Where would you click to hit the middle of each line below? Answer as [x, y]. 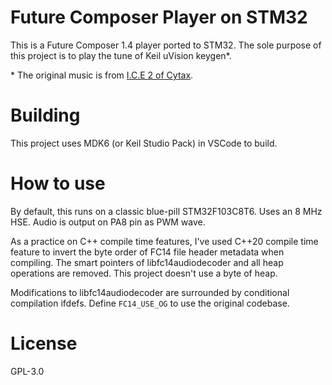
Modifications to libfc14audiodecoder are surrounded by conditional [150, 292]
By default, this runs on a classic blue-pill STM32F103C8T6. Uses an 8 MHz [166, 211]
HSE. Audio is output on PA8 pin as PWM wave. [108, 222]
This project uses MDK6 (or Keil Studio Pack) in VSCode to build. [144, 143]
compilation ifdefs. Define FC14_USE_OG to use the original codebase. [150, 303]
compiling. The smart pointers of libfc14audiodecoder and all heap [147, 262]
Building [45, 115]
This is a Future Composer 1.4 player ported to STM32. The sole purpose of [166, 45]
